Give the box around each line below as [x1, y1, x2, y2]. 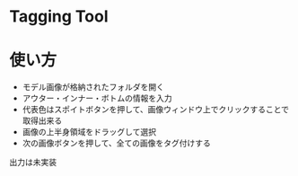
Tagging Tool [9, 6, 110, 27]
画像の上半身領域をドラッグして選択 [22, 127, 157, 137]
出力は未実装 [9, 157, 57, 168]
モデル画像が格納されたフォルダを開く [22, 82, 164, 92]
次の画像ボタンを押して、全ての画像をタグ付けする [22, 137, 211, 149]
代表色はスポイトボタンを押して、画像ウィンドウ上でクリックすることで [22, 104, 290, 115]
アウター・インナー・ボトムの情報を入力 [22, 92, 172, 104]
